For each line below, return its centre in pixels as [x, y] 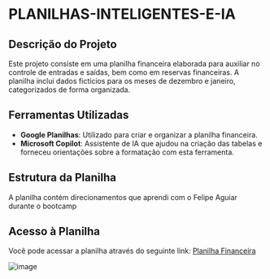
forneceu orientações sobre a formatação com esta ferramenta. [127, 152]
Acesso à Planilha [54, 231]
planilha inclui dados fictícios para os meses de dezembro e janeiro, [122, 81]
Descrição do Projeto [63, 44]
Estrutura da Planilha [62, 178]
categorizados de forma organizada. [70, 89]
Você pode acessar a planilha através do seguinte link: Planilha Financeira [132, 251]
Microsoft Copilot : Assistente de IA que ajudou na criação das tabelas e [141, 143]
